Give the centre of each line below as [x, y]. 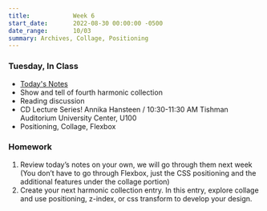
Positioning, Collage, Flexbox [68, 126]
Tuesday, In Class [43, 67]
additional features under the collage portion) [95, 181]
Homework [30, 147]
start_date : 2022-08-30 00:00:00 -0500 [85, 23]
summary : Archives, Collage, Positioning [79, 38]
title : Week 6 [51, 16]
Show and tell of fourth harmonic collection [91, 92]
